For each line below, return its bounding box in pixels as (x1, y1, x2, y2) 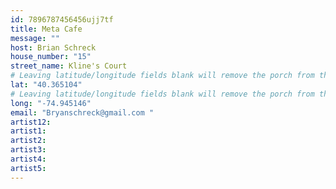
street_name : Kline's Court (10, 61, 128, 71)
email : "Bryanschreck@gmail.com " (10, 107, 155, 118)
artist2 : (10, 136, 47, 146)
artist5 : (10, 163, 47, 173)
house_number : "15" (10, 52, 92, 62)
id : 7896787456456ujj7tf (10, 14, 114, 25)
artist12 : (10, 117, 52, 127)
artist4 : (10, 154, 47, 164)
